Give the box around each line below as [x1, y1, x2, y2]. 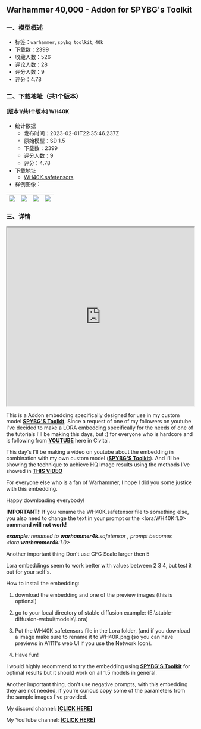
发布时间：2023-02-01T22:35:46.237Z [23, 129, 120, 136]
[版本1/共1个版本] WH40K [6, 108, 70, 115]
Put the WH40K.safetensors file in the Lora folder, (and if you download [14, 627, 190, 634]
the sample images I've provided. [6, 693, 88, 700]
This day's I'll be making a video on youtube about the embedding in [6, 448, 174, 456]
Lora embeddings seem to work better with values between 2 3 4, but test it [6, 562, 192, 569]
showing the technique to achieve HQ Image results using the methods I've [6, 461, 190, 468]
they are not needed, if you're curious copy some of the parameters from [6, 687, 186, 694]
